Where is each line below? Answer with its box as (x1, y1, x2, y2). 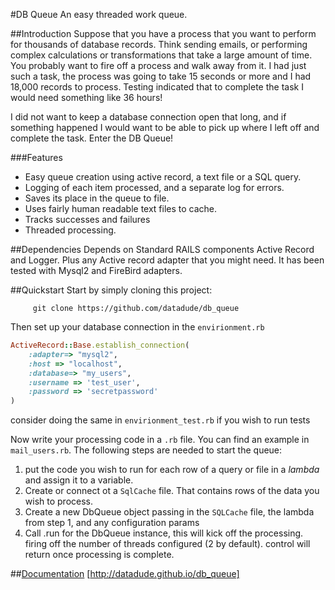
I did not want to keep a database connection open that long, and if (10, 111, 287, 123)
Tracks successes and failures (24, 214, 151, 225)
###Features (10, 152, 63, 163)
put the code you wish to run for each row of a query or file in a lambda (24, 464, 320, 476)
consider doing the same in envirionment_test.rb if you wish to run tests (10, 414, 311, 426)
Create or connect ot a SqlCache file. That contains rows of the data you (24, 485, 320, 497)
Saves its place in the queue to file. (24, 192, 170, 204)
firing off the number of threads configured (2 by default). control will (24, 538, 311, 550)
